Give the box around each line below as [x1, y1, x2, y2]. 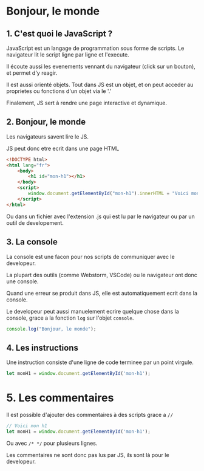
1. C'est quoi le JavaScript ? [6, 29, 113, 39]
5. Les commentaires [6, 391, 114, 405]
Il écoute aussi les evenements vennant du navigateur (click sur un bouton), [6, 63, 195, 70]
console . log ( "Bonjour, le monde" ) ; [6, 326, 97, 332]
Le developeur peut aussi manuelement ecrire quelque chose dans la [6, 308, 179, 315]
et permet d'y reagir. [6, 69, 58, 77]
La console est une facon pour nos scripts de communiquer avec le [6, 253, 175, 260]
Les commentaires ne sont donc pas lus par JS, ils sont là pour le [6, 451, 169, 458]
